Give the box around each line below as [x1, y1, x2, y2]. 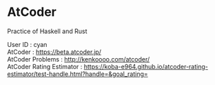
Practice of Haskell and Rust [7, 27, 88, 35]
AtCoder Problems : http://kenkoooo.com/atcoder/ [7, 55, 150, 63]
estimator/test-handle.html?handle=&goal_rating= [7, 70, 148, 78]
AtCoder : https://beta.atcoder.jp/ [7, 48, 102, 56]
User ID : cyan [7, 40, 48, 48]
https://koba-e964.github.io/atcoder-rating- [83, 62, 208, 70]
